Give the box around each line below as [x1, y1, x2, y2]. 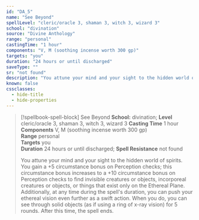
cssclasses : [6, 86, 36, 92]
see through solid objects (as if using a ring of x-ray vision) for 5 [20, 200, 178, 208]
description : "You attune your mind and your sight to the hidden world [6, 75, 190, 81]
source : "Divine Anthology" [6, 31, 76, 37]
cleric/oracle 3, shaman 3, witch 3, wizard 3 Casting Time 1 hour [20, 120, 179, 127]
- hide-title [11, 92, 44, 98]
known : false [6, 81, 38, 87]
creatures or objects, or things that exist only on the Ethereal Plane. [20, 182, 185, 189]
